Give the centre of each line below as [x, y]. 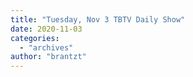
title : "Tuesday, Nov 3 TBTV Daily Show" [98, 19]
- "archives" [46, 47]
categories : [35, 38]
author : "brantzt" [48, 57]
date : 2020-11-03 [46, 29]
